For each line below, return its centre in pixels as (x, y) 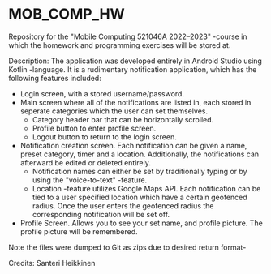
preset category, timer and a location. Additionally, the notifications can (140, 154)
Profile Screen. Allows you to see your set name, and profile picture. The (142, 223)
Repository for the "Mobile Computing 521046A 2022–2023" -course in (128, 36)
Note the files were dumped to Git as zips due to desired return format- (127, 247)
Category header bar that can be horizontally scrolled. (123, 119)
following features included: (55, 78)
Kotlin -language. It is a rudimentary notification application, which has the (133, 69)
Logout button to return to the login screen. (104, 137)
